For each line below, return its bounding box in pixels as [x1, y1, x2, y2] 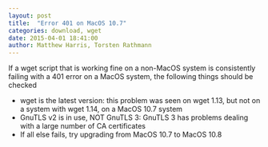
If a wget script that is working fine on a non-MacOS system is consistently [8, 63, 256, 73]
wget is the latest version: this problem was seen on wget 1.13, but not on [19, 96, 261, 105]
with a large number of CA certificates [19, 121, 146, 131]
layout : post [8, 11, 52, 20]
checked [8, 81, 38, 90]
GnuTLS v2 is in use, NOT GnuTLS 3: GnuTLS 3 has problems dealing [19, 113, 249, 122]
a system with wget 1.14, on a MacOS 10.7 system [19, 105, 182, 114]
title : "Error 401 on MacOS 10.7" [8, 19, 127, 27]
